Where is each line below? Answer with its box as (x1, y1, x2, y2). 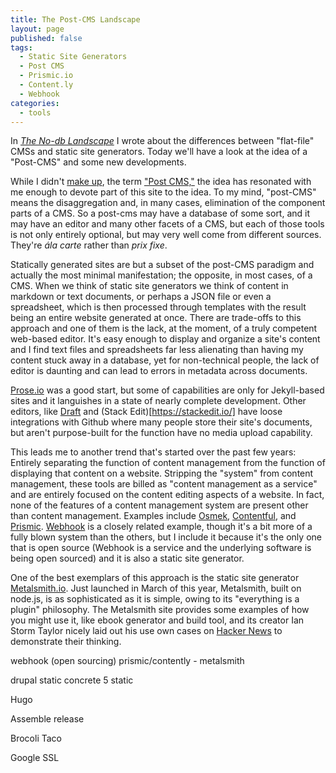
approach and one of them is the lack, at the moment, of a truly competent (10, 322, 318, 335)
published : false (10, 33, 83, 43)
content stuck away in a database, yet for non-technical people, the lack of (10, 354, 320, 366)
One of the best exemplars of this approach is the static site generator (10, 572, 300, 584)
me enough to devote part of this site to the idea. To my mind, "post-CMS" (10, 186, 317, 198)
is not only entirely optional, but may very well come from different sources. (10, 229, 322, 241)
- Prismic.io (19, 71, 74, 81)
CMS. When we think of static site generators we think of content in (10, 280, 289, 292)
